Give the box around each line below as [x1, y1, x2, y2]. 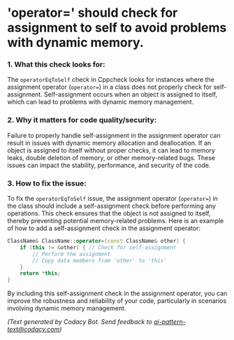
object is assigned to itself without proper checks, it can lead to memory [7, 146, 215, 155]
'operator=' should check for [7, 5, 178, 21]
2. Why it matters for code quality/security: [7, 115, 157, 125]
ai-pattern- [153, 318, 187, 326]
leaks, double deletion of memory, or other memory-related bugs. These [7, 153, 216, 162]
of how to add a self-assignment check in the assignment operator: [7, 224, 201, 232]
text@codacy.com [7, 325, 60, 334]
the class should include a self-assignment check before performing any [7, 201, 217, 211]
